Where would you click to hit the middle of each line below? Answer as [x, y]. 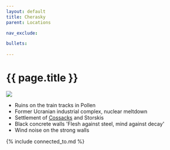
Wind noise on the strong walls [52, 130]
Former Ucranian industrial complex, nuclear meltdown [81, 111]
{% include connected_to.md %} [45, 141]
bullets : [17, 44]
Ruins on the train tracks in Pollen [55, 105]
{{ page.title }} [42, 78]
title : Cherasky [26, 17]
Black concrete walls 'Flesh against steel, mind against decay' [89, 124]
